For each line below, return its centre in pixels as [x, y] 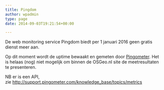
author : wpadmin [22, 14]
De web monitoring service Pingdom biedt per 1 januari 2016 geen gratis [79, 42]
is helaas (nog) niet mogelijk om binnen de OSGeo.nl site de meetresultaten [82, 62]
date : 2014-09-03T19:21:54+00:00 [40, 23]
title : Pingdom [21, 10]
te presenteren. [21, 67]
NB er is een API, [22, 77]
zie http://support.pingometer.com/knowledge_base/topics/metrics [74, 82]
